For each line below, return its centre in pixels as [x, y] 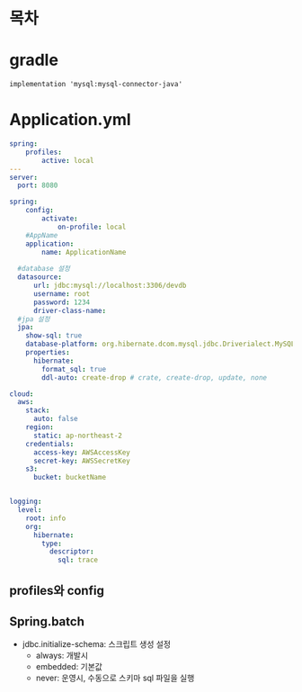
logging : [26, 502]
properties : [48, 353]
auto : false [55, 419]
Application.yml [71, 120]
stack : [38, 410]
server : [24, 177]
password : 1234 [62, 302]
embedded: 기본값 [69, 667]
